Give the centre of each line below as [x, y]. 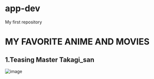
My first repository [24, 22]
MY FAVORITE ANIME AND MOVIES [77, 42]
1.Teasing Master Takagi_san [50, 60]
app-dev [23, 9]
